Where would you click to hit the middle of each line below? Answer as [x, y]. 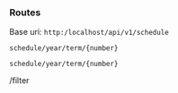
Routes [25, 13]
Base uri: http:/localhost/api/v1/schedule [89, 32]
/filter [19, 80]
